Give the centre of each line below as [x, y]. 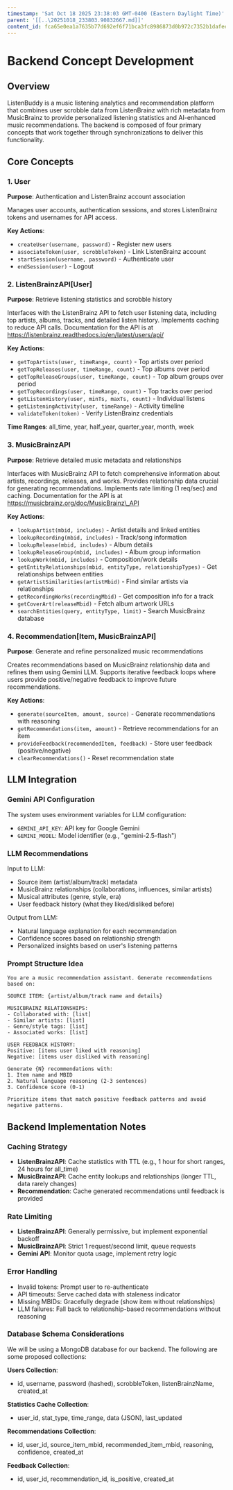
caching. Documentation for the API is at [65, 495]
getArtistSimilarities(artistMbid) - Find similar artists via [103, 581]
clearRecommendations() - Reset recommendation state [96, 757]
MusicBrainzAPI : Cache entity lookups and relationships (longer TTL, [116, 1176]
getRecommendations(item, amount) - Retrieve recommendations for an [118, 728]
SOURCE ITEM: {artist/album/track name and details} [85, 996]
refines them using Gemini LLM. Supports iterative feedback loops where [112, 672]
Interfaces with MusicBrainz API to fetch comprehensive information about [114, 473]
